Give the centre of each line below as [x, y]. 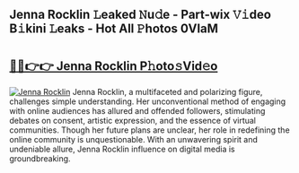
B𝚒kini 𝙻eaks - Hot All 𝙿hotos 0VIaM [114, 29]
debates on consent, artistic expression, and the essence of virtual [133, 121]
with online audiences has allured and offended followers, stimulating [137, 111]
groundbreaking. [40, 159]
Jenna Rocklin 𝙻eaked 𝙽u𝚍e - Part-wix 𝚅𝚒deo [141, 15]
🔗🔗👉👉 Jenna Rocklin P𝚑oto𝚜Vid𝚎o [114, 66]
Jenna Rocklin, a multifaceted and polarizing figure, [167, 92]
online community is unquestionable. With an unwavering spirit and [134, 139]
